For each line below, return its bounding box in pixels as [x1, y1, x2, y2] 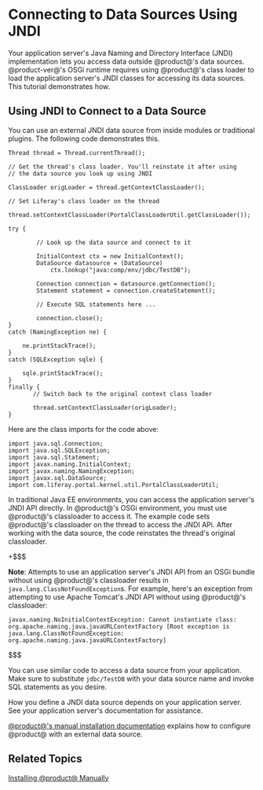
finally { [8, 383, 41, 391]
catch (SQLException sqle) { [8, 356, 104, 364]
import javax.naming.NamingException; [8, 467, 135, 475]
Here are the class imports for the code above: [8, 424, 159, 434]
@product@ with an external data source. [8, 729, 143, 739]
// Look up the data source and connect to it [36, 238, 192, 246]
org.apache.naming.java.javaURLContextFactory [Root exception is [8, 622, 230, 630]
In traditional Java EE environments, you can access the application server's [8, 494, 255, 504]
